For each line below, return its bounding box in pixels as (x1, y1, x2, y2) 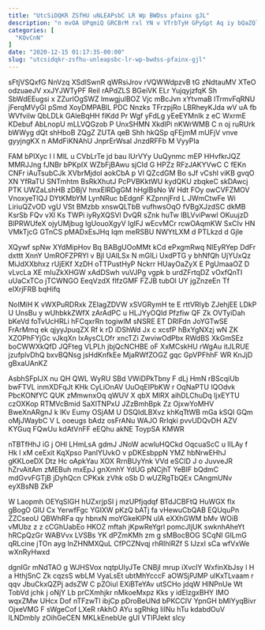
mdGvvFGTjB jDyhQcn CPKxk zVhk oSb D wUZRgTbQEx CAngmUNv (8, 473, 233, 482)
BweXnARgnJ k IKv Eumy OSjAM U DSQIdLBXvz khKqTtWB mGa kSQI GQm (8, 407, 254, 417)
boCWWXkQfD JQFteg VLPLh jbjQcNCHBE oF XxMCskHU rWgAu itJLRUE (8, 341, 250, 351)
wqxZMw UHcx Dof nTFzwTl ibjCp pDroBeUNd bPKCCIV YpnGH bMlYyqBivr (8, 596, 256, 605)
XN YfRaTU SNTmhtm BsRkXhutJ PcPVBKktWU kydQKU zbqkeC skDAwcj (8, 176, 248, 186)
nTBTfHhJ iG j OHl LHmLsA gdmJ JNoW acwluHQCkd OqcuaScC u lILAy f (8, 439, 248, 449)
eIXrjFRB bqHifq (8, 284, 61, 293)
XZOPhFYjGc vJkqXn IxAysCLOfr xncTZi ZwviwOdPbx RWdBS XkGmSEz (8, 333, 244, 342)
